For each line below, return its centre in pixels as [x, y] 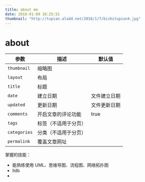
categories [20, 132]
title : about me [21, 10]
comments [18, 114]
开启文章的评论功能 [59, 114]
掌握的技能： [18, 155]
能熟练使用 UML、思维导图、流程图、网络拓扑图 [60, 165]
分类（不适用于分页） [62, 133]
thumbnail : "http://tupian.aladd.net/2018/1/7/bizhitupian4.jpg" [73, 19]
